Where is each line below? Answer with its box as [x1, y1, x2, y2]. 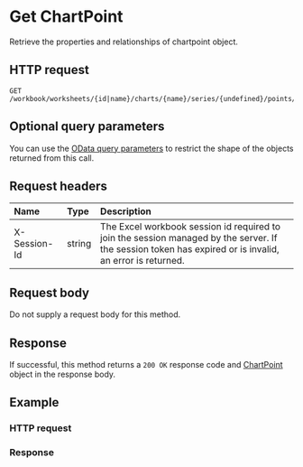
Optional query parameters [9, 119, 165, 135]
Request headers [9, 178, 108, 193]
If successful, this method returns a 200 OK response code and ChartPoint [9, 360, 283, 369]
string [67, 238, 92, 250]
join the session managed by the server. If [100, 232, 278, 245]
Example [9, 395, 60, 410]
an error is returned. [100, 255, 185, 267]
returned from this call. [9, 152, 95, 163]
